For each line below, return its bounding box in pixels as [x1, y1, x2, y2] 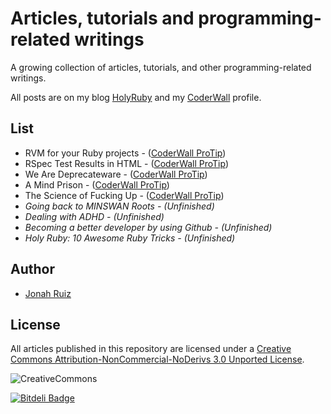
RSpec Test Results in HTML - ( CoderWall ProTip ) [24, 157, 230, 169]
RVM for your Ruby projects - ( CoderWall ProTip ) [24, 147, 227, 159]
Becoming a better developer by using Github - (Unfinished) [24, 221, 273, 233]
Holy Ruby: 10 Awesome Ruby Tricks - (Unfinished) [24, 232, 236, 244]
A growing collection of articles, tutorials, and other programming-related [10, 61, 312, 73]
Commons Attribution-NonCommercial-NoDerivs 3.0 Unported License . [10, 353, 305, 366]
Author [10, 261, 55, 278]
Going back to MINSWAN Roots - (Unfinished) [24, 200, 215, 212]
